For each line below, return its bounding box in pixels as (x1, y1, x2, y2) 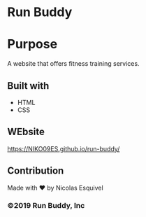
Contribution (7, 165, 64, 177)
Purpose (7, 36, 58, 52)
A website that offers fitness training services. (7, 59, 140, 68)
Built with (7, 80, 50, 92)
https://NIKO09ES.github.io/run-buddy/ (7, 144, 120, 153)
